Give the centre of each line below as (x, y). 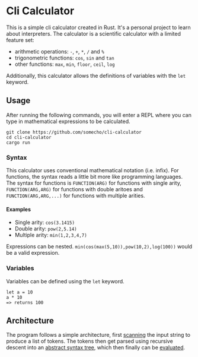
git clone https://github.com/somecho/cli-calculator (74, 132)
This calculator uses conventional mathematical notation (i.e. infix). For (92, 170)
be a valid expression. (33, 253)
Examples (19, 209)
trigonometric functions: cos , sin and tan (64, 58)
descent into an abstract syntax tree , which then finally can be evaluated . (96, 347)
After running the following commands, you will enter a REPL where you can (99, 115)
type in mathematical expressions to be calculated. (68, 121)
